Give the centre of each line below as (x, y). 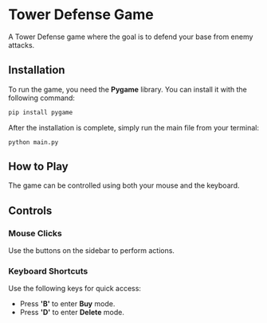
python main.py (33, 142)
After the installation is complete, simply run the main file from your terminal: (133, 127)
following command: (42, 98)
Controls (30, 210)
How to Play (39, 167)
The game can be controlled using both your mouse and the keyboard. (124, 185)
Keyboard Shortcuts (48, 271)
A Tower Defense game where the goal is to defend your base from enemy (131, 37)
